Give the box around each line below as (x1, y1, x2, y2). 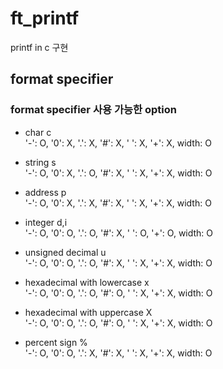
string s (24, 156, 57, 168)
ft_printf (10, 7, 80, 30)
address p (24, 186, 67, 198)
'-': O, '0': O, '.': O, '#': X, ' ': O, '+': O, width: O (24, 227, 214, 239)
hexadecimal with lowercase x (24, 276, 150, 288)
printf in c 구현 (10, 41, 69, 53)
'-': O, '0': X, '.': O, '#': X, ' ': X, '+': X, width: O (24, 167, 213, 179)
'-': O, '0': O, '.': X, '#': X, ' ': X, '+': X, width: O (24, 347, 213, 359)
